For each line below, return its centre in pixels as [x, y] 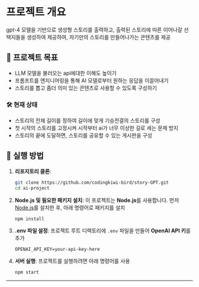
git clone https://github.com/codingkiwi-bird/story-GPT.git [92, 182]
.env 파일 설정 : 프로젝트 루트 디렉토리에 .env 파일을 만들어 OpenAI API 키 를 [102, 231]
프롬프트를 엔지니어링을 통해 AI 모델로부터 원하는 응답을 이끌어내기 [92, 80]
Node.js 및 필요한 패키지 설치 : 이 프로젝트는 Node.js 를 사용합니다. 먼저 [97, 200]
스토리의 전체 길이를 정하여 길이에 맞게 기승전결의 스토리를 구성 [87, 121]
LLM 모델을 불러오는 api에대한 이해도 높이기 [65, 73]
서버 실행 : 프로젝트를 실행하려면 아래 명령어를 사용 [72, 261]
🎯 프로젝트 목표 [32, 58]
